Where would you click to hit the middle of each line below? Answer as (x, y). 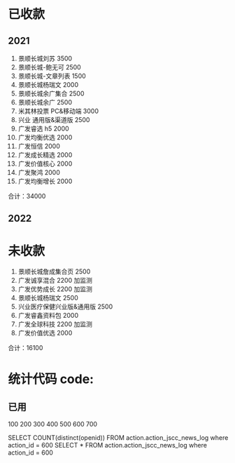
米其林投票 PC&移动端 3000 (58, 111)
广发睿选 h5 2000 (43, 128)
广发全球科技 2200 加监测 (55, 324)
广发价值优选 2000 (45, 333)
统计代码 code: (51, 379)
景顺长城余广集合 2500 (51, 93)
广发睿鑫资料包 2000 (48, 316)
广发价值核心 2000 (45, 163)
